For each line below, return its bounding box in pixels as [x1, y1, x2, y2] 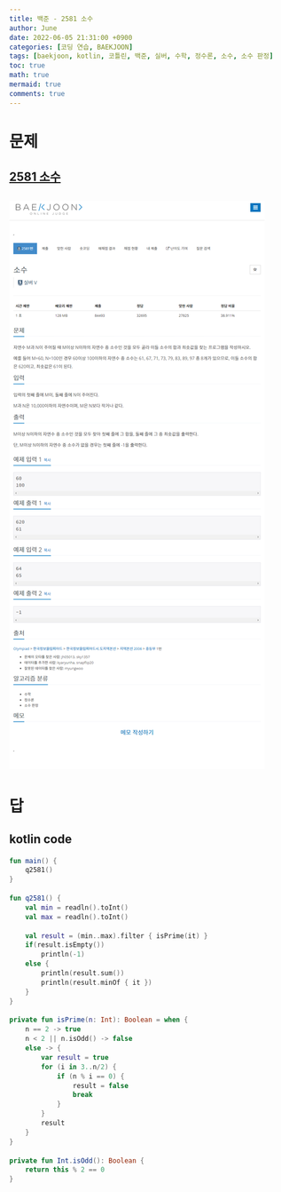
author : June [9, 23, 58, 33]
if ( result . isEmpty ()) [25, 941, 105, 950]
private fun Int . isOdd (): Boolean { [9, 1156, 144, 1165]
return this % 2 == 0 [25, 1165, 105, 1174]
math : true [9, 71, 50, 80]
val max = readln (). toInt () [25, 912, 129, 921]
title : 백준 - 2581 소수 [9, 14, 94, 23]
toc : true [9, 61, 46, 70]
